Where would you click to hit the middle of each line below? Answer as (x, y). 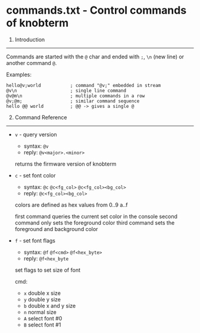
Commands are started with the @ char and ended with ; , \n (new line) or (95, 57)
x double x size (42, 293)
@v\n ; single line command (66, 91)
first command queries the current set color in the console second (96, 216)
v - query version (36, 134)
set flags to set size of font (47, 270)
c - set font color (35, 175)
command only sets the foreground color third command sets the (95, 222)
